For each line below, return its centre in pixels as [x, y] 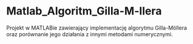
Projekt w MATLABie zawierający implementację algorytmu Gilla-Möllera [96, 28]
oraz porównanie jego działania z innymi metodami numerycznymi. [90, 34]
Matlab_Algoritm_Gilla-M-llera [84, 11]
